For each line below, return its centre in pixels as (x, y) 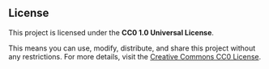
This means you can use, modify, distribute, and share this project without (132, 48)
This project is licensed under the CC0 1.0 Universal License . (111, 32)
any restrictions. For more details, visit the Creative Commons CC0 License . (135, 56)
